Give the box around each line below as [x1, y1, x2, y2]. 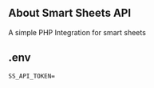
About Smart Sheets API [8, 6, 132, 20]
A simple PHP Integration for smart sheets [8, 27, 146, 37]
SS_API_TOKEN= [8, 72, 56, 80]
